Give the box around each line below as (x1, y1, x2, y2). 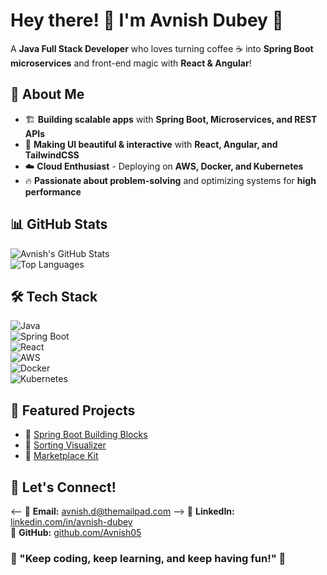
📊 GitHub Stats (10, 216, 108, 233)
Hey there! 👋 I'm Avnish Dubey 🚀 (10, 9, 284, 32)
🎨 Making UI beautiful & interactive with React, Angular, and (24, 138, 278, 150)
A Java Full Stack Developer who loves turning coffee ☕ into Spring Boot (10, 42, 314, 54)
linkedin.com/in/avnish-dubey (10, 516, 133, 528)
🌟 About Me (10, 86, 85, 103)
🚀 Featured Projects (10, 402, 136, 419)
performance (24, 185, 82, 198)
